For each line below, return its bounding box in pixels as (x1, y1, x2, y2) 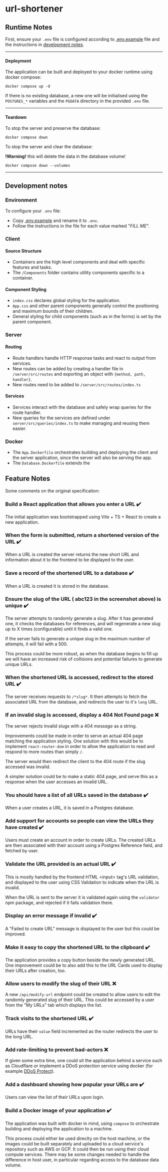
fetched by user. (5, 848, 39, 854)
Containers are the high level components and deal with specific (12, 259, 145, 265)
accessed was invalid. (5, 764, 51, 770)
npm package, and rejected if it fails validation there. (5, 899, 113, 905)
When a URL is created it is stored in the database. (5, 583, 109, 589)
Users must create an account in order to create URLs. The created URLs (5, 837, 156, 843)
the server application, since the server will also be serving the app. (12, 454, 152, 461)
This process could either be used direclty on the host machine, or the (5, 1135, 150, 1141)
